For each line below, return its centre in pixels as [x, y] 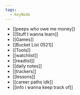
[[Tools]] [21, 50]
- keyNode [20, 14]
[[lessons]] [24, 76]
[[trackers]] [24, 71]
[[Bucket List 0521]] [33, 44]
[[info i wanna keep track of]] [43, 87]
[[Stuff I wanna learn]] [35, 34]
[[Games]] [23, 39]
